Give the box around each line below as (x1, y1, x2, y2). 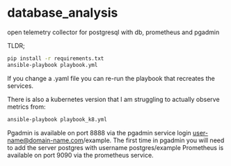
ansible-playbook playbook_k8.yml (7, 116, 108, 123)
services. (7, 82, 33, 90)
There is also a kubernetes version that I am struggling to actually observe (7, 95, 221, 103)
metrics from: (7, 103, 47, 111)
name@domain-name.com (7, 136, 83, 144)
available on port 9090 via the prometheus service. (7, 151, 154, 159)
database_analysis (7, 5, 118, 21)
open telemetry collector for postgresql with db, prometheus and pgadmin (7, 28, 220, 36)
